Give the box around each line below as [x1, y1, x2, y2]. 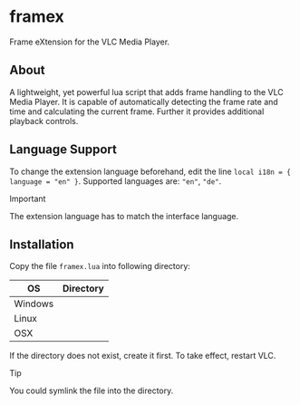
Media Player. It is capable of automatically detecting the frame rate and [9, 96, 278, 107]
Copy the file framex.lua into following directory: [9, 261, 190, 272]
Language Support [9, 142, 118, 158]
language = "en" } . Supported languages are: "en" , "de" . [9, 175, 222, 187]
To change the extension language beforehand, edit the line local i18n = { [9, 166, 292, 177]
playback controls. [9, 115, 79, 126]
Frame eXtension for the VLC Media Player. [9, 36, 170, 47]
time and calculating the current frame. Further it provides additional [9, 106, 265, 117]
